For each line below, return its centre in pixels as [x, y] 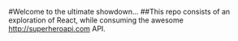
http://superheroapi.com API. [57, 29]
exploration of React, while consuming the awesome [96, 20]
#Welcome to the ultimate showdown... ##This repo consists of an [119, 12]
